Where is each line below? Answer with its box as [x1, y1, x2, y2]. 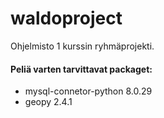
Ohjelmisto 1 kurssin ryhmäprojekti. [10, 40, 155, 52]
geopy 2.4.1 [24, 96, 73, 108]
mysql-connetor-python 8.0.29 [24, 85, 153, 97]
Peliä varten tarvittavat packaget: [10, 63, 153, 75]
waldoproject [10, 7, 123, 30]
